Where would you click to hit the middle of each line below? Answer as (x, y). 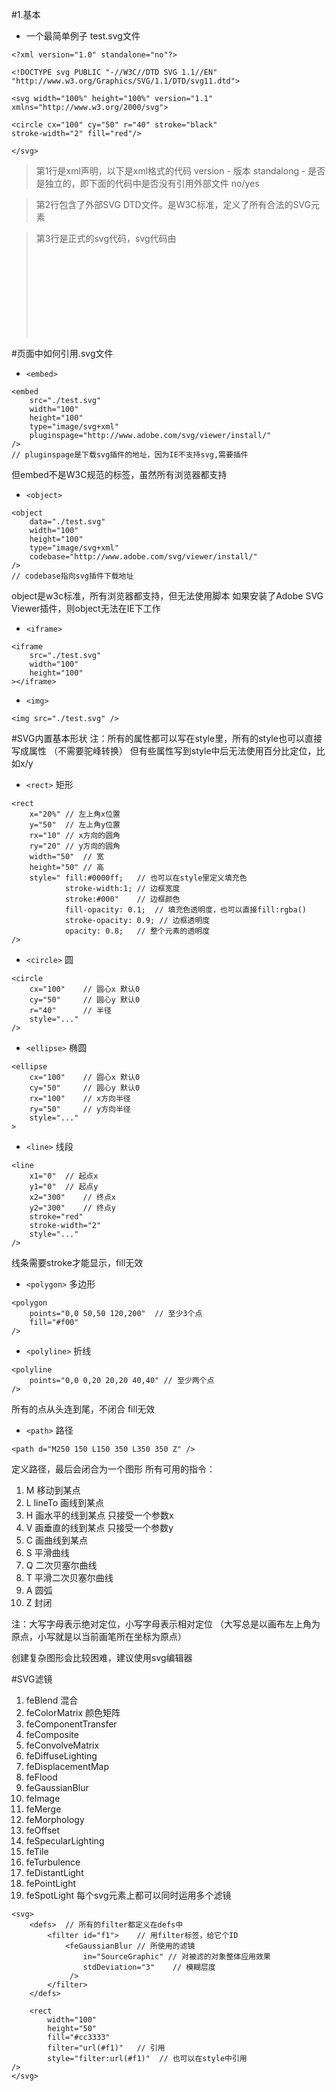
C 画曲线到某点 (56, 1540)
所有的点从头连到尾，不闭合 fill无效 (83, 1409)
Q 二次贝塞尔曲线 (61, 1565)
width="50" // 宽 (66, 857)
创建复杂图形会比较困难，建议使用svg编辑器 (102, 1657)
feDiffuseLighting (61, 1756)
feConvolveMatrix (62, 1745)
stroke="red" (56, 1217)
